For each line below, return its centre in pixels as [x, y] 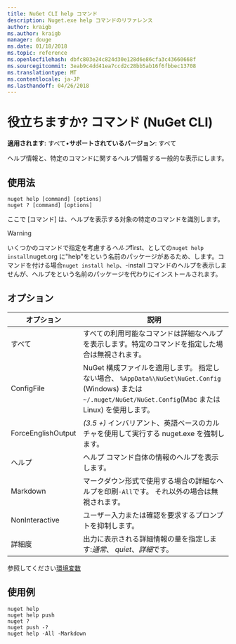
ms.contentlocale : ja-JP [44, 79]
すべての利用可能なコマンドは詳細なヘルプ [153, 333]
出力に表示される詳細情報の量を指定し [146, 539]
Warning [19, 233]
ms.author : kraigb [34, 33]
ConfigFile [28, 388]
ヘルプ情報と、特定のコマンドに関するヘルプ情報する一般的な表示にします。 [118, 158]
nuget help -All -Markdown [47, 633]
